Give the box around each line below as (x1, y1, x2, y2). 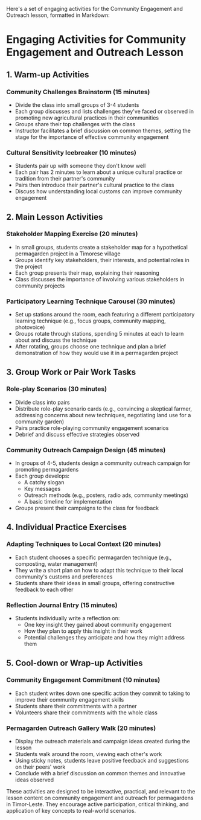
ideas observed (14, 776, 54, 784)
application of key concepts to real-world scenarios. (6, 807, 136, 815)
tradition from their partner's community (14, 175, 115, 182)
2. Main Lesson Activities (6, 211, 103, 222)
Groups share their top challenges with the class (14, 120, 136, 127)
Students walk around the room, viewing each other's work (14, 751, 162, 758)
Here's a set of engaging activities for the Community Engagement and (6, 5, 183, 12)
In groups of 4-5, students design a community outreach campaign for (14, 460, 191, 467)
